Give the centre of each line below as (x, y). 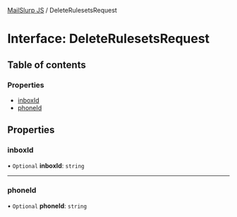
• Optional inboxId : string (46, 165)
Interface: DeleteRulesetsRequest (109, 39)
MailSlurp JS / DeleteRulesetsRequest (62, 10)
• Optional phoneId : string (47, 206)
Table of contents (47, 65)
